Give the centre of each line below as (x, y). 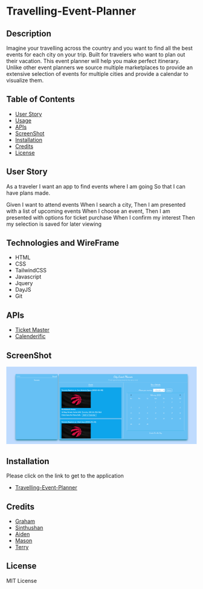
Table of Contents (41, 99)
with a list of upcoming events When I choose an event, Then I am (88, 211)
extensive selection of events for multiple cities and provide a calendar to (97, 74)
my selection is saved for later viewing (54, 224)
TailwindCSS (31, 271)
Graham (25, 521)
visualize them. (25, 80)
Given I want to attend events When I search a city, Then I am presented (96, 204)
